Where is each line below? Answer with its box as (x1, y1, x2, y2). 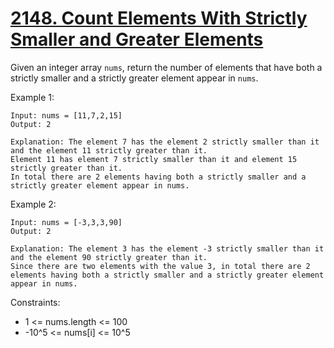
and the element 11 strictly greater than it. (10, 145, 208, 156)
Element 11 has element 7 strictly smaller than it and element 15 (10, 154, 298, 164)
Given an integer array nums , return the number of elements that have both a (10, 61, 323, 73)
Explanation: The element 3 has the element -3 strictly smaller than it (10, 243, 325, 254)
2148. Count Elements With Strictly (10, 7, 308, 30)
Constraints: (10, 296, 61, 308)
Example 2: (10, 198, 57, 210)
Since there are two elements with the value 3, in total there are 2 (10, 261, 311, 271)
